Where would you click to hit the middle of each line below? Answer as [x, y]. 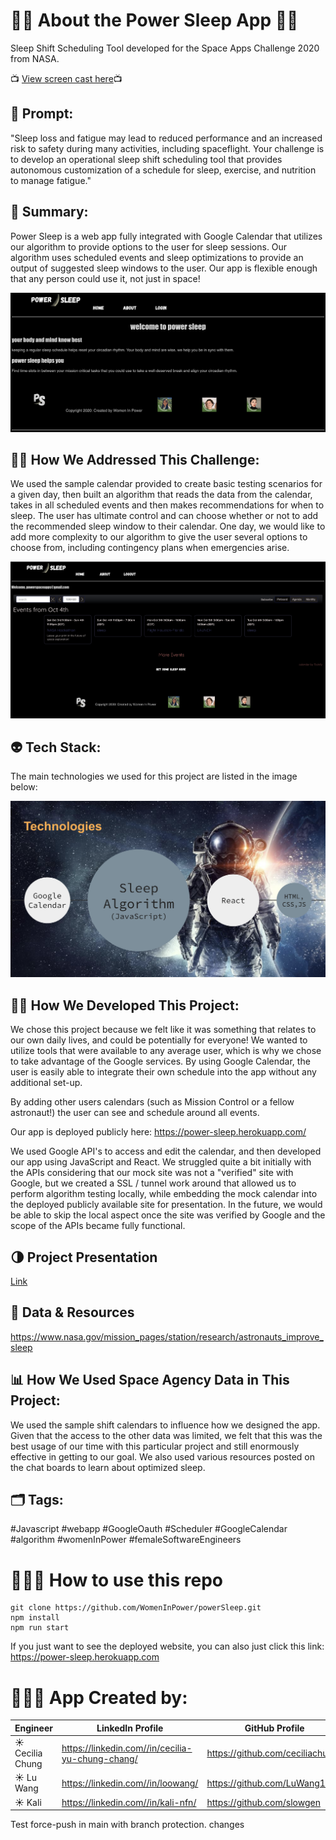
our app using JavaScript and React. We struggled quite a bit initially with [161, 1162]
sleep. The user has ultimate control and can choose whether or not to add [164, 516]
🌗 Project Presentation [84, 1257]
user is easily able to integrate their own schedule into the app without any [163, 1072]
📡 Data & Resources [72, 1312]
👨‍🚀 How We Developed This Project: [125, 1005]
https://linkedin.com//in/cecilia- [127, 1748]
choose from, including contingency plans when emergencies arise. [150, 548]
